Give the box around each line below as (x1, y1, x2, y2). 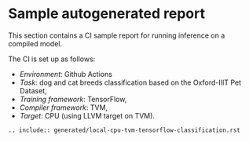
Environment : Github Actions (19, 69, 112, 78)
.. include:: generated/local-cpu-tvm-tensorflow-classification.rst (8, 126, 241, 134)
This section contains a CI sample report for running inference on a (8, 31, 225, 40)
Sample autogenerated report (8, 5, 206, 23)
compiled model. (8, 38, 63, 48)
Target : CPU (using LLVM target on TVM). (19, 111, 156, 120)
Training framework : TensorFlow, (19, 94, 127, 104)
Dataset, (19, 86, 47, 95)
